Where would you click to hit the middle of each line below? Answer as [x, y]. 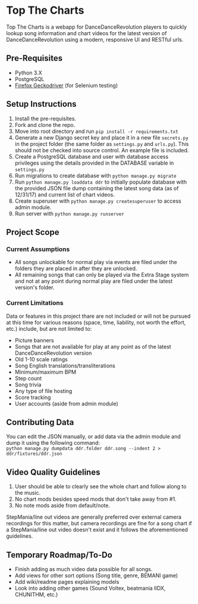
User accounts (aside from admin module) [67, 404]
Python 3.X [29, 73]
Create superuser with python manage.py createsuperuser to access [98, 201]
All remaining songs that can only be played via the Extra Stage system [102, 275]
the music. [28, 493]
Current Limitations [35, 303]
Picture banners [34, 340]
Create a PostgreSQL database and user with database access [92, 156]
